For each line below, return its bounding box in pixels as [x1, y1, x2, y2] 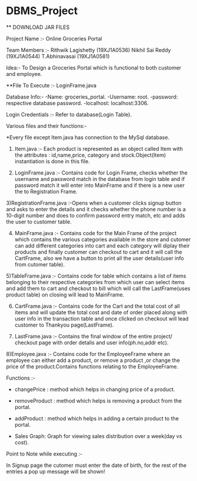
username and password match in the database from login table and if [14, 175, 185, 182]
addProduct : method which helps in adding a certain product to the [14, 414, 179, 422]
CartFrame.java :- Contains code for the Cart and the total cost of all [14, 302, 181, 309]
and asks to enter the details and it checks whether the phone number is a [6, 205, 186, 213]
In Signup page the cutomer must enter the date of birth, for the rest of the [6, 462, 187, 469]
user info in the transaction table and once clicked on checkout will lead [14, 315, 189, 322]
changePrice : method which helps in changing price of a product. [14, 386, 175, 393]
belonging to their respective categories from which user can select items [6, 278, 185, 285]
